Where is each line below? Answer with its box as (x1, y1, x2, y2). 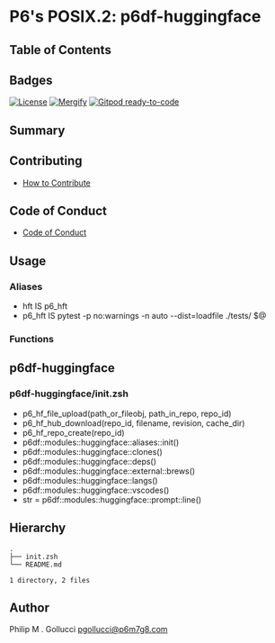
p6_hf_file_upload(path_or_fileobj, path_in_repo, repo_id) (22, 408, 232, 419)
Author (9, 600, 49, 615)
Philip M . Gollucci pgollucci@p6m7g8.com (9, 624, 168, 635)
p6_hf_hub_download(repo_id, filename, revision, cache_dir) (22, 417, 245, 429)
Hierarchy (9, 521, 67, 536)
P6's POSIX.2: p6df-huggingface (9, 6, 262, 27)
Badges (9, 72, 53, 87)
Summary (9, 122, 66, 138)
